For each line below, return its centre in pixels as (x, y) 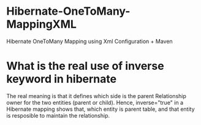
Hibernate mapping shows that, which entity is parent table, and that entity (100, 109)
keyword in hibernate (62, 79)
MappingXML (41, 24)
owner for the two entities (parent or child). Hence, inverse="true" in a (95, 102)
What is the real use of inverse (85, 66)
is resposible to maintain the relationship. (58, 115)
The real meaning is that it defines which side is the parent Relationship (97, 96)
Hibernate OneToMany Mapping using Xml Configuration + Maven (89, 41)
